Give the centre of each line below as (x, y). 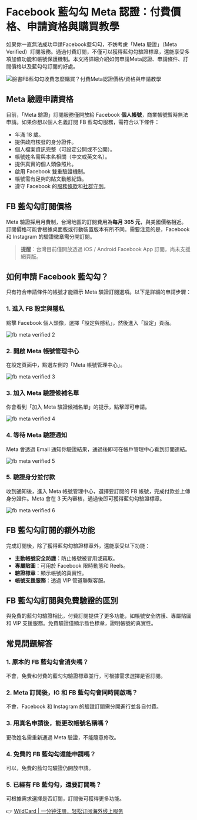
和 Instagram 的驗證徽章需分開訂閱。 (51, 236)
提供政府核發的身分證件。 (46, 141)
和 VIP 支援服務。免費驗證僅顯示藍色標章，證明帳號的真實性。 (81, 623)
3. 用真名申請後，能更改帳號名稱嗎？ (58, 723)
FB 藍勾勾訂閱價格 (39, 207)
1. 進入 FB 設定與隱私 (35, 309)
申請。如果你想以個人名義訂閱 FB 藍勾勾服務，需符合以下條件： (83, 122)
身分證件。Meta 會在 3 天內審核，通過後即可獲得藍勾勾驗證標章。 (86, 498)
